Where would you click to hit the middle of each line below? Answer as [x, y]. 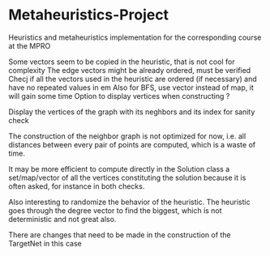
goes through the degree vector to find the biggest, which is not [115, 210]
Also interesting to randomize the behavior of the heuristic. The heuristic [129, 202]
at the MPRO [30, 45]
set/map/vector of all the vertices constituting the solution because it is [127, 177]
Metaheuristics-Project [88, 15]
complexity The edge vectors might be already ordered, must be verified [130, 70]
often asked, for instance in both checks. [77, 186]
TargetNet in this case [45, 243]
